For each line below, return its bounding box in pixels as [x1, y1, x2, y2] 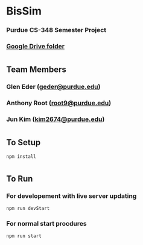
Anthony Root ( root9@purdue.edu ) [6, 99, 112, 107]
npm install [6, 153, 36, 160]
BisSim [6, 4, 42, 18]
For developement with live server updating [6, 192, 137, 200]
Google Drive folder [6, 42, 65, 51]
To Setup [6, 137, 41, 148]
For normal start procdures [6, 220, 87, 227]
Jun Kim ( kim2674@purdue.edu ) [6, 115, 105, 123]
